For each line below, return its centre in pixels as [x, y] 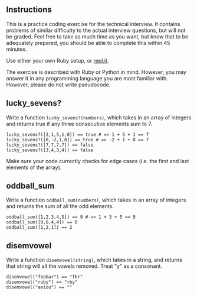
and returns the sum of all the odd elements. [60, 206]
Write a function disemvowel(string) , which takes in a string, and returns [94, 260]
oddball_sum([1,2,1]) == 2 [39, 228]
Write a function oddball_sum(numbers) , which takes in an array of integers [96, 200]
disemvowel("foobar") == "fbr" [45, 277]
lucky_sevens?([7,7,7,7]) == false [50, 145]
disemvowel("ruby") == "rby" [42, 282]
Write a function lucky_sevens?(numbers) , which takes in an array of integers [99, 117]
